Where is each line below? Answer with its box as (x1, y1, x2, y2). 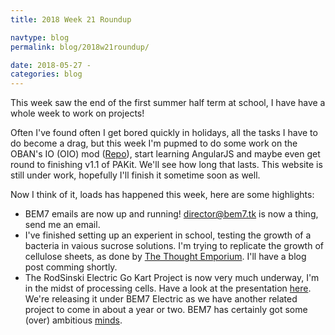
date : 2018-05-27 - (10, 60, 92, 70)
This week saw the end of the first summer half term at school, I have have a (10, 97, 326, 109)
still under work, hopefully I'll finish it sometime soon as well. (10, 169, 261, 181)
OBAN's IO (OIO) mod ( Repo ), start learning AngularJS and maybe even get (10, 148, 321, 160)
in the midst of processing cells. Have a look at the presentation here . (24, 282, 312, 295)
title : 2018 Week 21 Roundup (10, 14, 132, 25)
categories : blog (10, 69, 83, 80)
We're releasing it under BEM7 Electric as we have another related (24, 293, 298, 305)
